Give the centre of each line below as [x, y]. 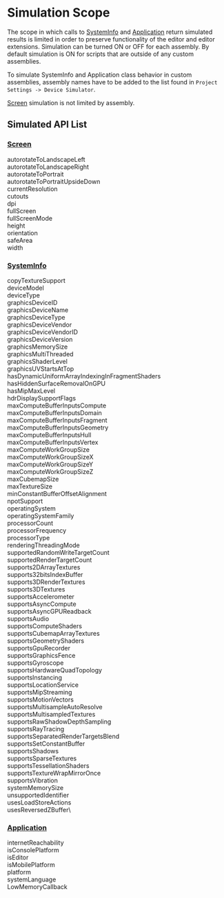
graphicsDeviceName [38, 310]
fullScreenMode [30, 218]
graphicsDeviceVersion [40, 339]
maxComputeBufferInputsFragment [58, 420]
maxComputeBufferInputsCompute [57, 405]
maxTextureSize [30, 486]
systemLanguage [32, 879]
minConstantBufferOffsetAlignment [57, 493]
